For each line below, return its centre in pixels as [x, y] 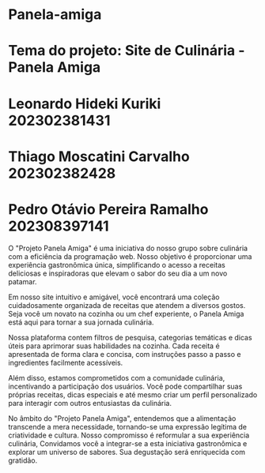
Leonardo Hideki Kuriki [85, 103]
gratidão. [23, 460]
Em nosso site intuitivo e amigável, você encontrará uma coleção [114, 297]
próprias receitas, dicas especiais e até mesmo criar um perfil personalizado [133, 394]
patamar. [23, 281]
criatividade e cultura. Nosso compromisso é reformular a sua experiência [129, 435]
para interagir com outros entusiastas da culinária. [90, 403]
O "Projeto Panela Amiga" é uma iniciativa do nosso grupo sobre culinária [128, 248]
